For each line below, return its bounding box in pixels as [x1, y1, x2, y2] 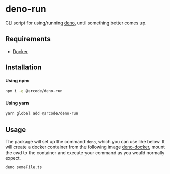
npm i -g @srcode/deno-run [5, 89, 63, 94]
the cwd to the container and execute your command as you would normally [5, 150, 165, 156]
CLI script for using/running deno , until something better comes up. [5, 20, 147, 26]
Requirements [5, 35, 51, 43]
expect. [5, 155, 21, 161]
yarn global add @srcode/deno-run [5, 111, 79, 116]
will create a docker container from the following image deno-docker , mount [5, 144, 165, 151]
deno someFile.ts [5, 165, 42, 170]
